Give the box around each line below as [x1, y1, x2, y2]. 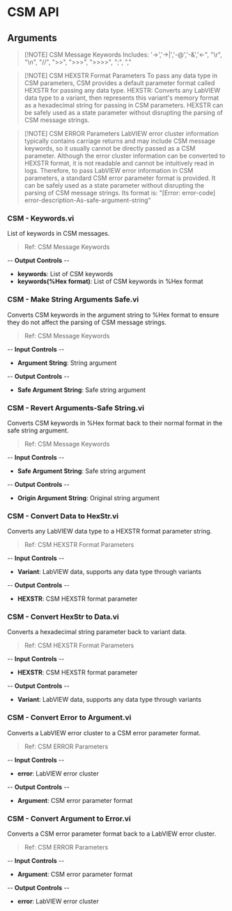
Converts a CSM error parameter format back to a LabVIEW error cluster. [7, 829, 217, 838]
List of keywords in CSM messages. [7, 229, 110, 238]
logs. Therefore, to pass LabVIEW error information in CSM [24, 167, 194, 174]
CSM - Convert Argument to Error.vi [7, 813, 131, 823]
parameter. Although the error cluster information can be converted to [24, 151, 226, 160]
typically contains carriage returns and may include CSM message [24, 137, 216, 145]
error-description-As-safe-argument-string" [24, 196, 151, 204]
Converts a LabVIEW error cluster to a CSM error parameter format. [7, 728, 201, 737]
